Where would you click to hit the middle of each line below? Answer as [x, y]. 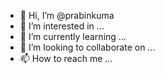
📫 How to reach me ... [66, 58]
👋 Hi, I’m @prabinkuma [67, 15]
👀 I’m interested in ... [62, 26]
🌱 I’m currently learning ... [73, 36]
